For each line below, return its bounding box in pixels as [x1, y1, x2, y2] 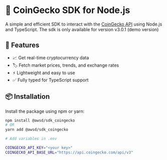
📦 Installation [5, 92, 50, 101]
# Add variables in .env [5, 136, 57, 141]
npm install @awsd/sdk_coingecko [5, 118, 75, 123]
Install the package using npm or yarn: [5, 108, 85, 114]
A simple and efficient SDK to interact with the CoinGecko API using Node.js [5, 21, 162, 27]
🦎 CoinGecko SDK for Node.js [5, 5, 130, 16]
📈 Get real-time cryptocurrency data [12, 55, 89, 61]
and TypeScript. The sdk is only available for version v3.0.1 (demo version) [5, 26, 159, 32]
